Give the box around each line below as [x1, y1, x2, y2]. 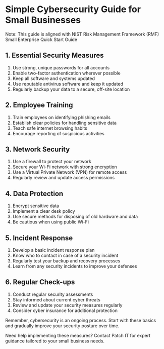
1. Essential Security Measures [5, 51, 104, 60]
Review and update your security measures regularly [12, 302, 123, 308]
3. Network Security [5, 145, 70, 153]
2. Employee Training [5, 101, 73, 109]
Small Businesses [5, 14, 81, 26]
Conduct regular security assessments [12, 291, 93, 297]
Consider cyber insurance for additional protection [12, 307, 118, 314]
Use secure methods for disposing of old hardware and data [12, 214, 138, 220]
